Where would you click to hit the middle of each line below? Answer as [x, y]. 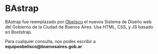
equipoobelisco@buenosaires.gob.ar [44, 46]
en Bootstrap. [19, 32]
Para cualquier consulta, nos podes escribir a [50, 41]
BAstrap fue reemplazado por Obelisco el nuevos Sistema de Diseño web [79, 22]
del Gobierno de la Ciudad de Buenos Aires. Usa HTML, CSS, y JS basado [79, 27]
